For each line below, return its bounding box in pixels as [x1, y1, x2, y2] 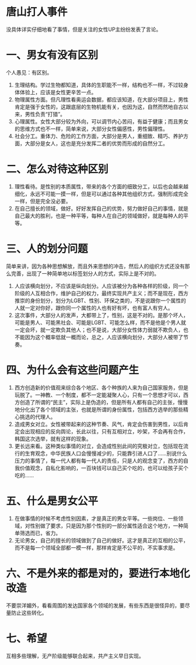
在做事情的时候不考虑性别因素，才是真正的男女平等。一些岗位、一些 [14, 515, 178, 522]
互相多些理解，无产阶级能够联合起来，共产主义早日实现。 [6, 652, 144, 659]
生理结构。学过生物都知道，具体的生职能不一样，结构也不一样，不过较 [14, 81, 184, 88]
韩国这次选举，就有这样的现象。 [14, 435, 92, 442]
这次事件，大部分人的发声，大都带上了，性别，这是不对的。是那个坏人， [14, 311, 188, 319]
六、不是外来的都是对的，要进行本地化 [6, 567, 191, 580]
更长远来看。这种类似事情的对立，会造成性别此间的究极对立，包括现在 [14, 442, 184, 449]
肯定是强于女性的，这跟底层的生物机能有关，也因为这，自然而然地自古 [14, 103, 184, 110]
